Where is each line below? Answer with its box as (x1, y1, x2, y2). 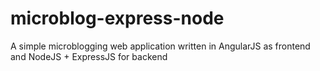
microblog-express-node (10, 7, 225, 30)
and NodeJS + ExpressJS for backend (10, 50, 168, 62)
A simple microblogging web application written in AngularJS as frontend (10, 40, 311, 52)
